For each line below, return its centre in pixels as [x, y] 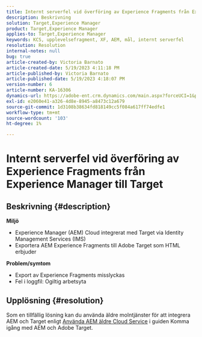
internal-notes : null [33, 51]
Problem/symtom [29, 264]
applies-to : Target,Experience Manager [56, 34]
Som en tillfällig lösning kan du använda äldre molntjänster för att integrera [98, 315]
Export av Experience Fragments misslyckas [70, 275]
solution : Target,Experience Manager [54, 23]
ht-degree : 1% [24, 124]
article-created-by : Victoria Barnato [55, 62]
